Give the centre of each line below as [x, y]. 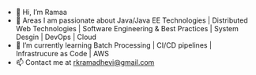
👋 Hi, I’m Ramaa [41, 12]
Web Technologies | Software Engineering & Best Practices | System [127, 29]
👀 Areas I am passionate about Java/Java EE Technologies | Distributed [132, 20]
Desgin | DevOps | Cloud [56, 37]
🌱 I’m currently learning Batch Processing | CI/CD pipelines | [113, 45]
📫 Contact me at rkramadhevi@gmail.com [85, 62]
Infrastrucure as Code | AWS [62, 54]
